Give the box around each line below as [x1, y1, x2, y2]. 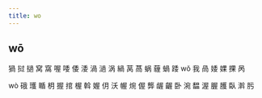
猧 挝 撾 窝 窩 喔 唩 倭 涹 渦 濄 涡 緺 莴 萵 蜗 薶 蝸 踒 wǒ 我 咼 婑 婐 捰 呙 [8, 63, 246, 73]
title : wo [8, 11, 42, 20]
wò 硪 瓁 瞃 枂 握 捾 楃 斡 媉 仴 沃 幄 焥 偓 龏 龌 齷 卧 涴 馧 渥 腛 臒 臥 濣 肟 [8, 81, 255, 91]
